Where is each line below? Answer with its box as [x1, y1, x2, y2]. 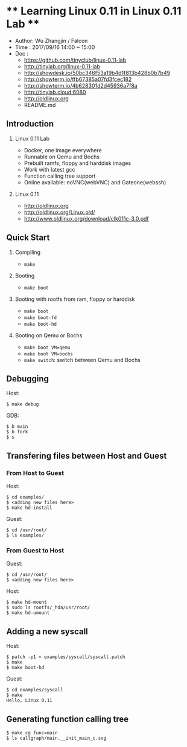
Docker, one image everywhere [24, 146, 103, 154]
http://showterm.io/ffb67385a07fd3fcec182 [24, 76, 132, 83]
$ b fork [6, 429, 28, 435]
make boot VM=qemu [24, 344, 71, 351]
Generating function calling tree [6, 714, 129, 724]
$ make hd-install [6, 505, 52, 511]
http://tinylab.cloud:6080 [24, 88, 86, 95]
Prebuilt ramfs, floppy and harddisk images [24, 159, 132, 167]
